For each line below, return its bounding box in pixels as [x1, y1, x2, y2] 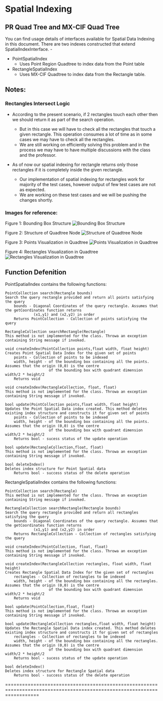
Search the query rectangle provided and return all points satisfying [5, 295, 154, 300]
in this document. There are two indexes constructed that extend [5, 41, 136, 47]
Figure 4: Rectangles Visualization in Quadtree [5, 249, 99, 255]
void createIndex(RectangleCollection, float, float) [5, 385, 117, 390]
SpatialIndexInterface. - [5, 47, 53, 52]
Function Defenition [5, 268, 67, 277]
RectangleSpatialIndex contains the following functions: [5, 479, 117, 485]
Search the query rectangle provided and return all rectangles [5, 510, 139, 515]
